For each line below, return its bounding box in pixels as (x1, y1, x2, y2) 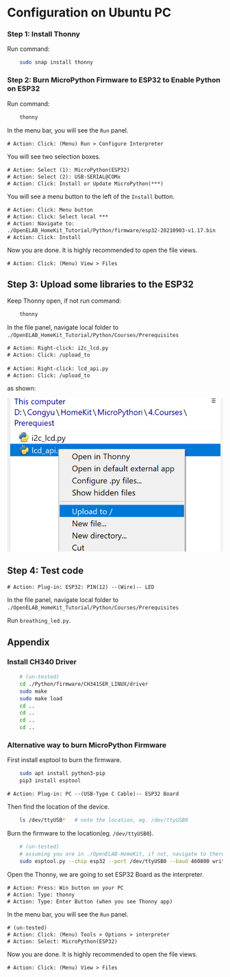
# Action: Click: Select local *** (7, 213, 109, 220)
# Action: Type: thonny (7, 891, 75, 898)
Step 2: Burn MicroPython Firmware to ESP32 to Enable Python (7, 76, 221, 85)
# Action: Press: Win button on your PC (7, 884, 125, 891)
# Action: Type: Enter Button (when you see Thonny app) (7, 898, 173, 905)
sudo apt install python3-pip (19, 770, 106, 777)
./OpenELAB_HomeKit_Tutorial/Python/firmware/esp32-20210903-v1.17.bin (7, 227, 216, 234)
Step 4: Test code (7, 564, 84, 576)
